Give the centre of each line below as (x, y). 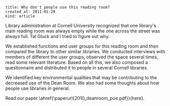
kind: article (20, 16)
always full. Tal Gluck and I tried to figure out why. (58, 36)
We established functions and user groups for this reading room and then (82, 46)
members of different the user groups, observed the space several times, (82, 57)
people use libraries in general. (38, 88)
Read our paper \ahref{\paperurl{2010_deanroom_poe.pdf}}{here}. (75, 98)
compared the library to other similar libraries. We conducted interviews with (85, 51)
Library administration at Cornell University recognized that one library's (81, 26)
